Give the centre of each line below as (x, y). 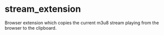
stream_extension (43, 9)
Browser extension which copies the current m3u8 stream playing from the (82, 23)
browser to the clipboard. (31, 28)
